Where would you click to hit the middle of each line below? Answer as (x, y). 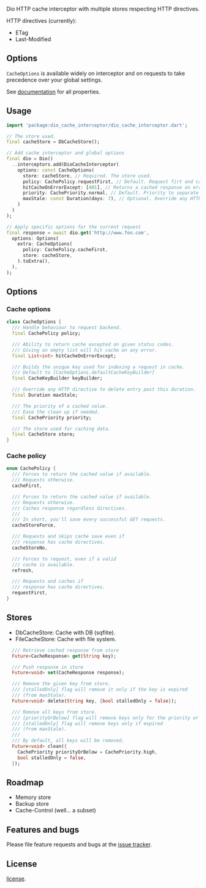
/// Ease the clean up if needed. (56, 412)
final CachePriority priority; (52, 418)
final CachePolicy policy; (46, 333)
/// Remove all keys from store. (55, 712)
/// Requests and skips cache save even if (68, 537)
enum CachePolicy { (31, 469)
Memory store (33, 797)
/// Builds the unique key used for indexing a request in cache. (98, 367)
